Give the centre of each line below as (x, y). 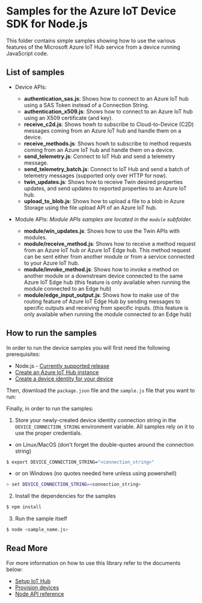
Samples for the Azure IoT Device (91, 11)
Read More (27, 548)
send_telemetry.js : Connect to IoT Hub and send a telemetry (99, 156)
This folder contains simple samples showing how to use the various (91, 40)
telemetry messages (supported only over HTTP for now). (95, 175)
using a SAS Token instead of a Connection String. (86, 105)
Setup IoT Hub (33, 581)
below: (14, 569)
